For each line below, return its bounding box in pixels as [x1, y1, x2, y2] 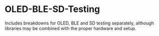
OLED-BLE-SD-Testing [5, 3, 100, 15]
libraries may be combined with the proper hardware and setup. [5, 25, 136, 31]
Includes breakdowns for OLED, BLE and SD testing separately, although [5, 20, 154, 26]
